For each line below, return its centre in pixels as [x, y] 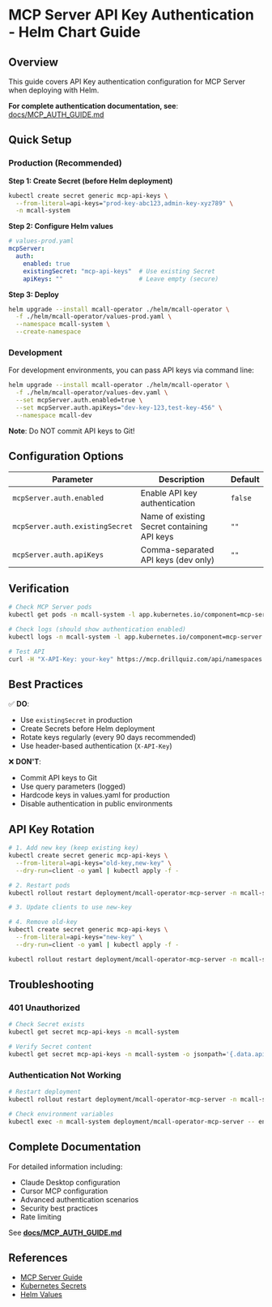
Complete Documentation [75, 1147]
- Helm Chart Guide [74, 32]
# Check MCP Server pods [50, 607]
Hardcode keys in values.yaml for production [95, 795]
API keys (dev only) [177, 560]
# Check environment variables [61, 1114]
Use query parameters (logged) [73, 787]
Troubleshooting [51, 985]
